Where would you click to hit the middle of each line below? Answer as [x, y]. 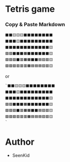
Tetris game [30, 9]
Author [20, 142]
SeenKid [21, 156]
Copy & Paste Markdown [35, 25]
